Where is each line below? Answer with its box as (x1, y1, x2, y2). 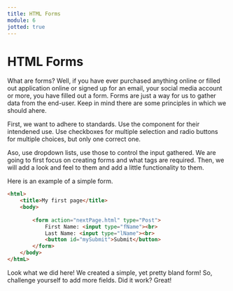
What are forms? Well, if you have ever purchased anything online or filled (7, 76, 220, 85)
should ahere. (7, 107, 47, 115)
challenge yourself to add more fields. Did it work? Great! (7, 276, 172, 284)
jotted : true (7, 23, 45, 30)
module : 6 (7, 17, 36, 24)
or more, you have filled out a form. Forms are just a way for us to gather (7, 92, 217, 100)
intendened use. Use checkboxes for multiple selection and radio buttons (7, 128, 218, 136)
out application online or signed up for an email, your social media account (7, 84, 223, 93)
